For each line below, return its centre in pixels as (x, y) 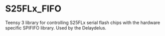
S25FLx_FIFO (33, 9)
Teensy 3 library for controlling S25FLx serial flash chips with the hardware (83, 22)
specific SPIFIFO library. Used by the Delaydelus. (56, 27)
